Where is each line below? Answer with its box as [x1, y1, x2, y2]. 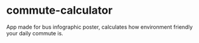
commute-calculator [6, 4, 113, 17]
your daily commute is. [6, 29, 64, 36]
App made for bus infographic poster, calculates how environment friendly [6, 23, 193, 30]
